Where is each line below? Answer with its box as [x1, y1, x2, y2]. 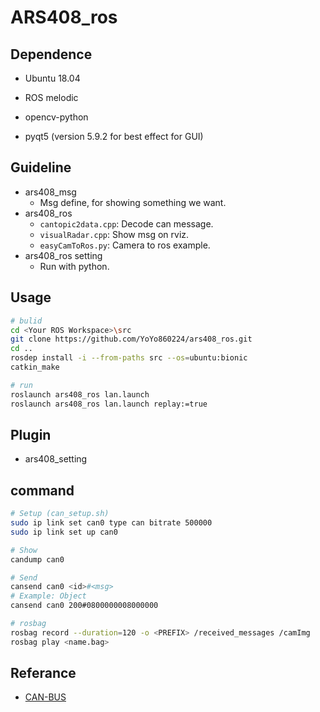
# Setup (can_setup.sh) [10, 509, 110, 519]
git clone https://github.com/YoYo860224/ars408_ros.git [10, 334, 253, 345]
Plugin [10, 426, 52, 443]
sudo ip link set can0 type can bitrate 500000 [10, 518, 213, 528]
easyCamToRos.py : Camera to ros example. [39, 239, 211, 251]
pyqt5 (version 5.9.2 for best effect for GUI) [24, 131, 204, 142]
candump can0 [10, 554, 65, 565]
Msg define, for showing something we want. [39, 196, 227, 208]
